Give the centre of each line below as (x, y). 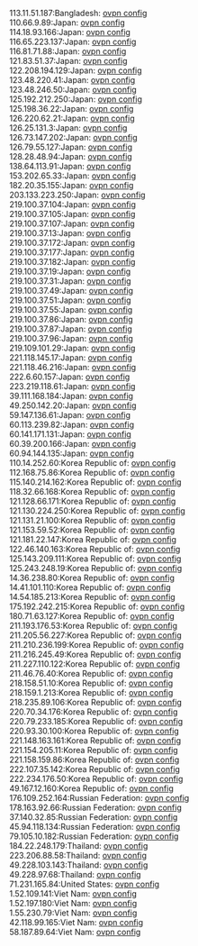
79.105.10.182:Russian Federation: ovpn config (94, 836)
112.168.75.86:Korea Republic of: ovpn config (92, 473)
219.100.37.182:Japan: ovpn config (72, 262)
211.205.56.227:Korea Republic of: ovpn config (95, 635)
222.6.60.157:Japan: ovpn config (70, 377)
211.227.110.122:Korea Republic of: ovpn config (95, 664)
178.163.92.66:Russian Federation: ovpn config (95, 807)
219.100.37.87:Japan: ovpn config (71, 329)
